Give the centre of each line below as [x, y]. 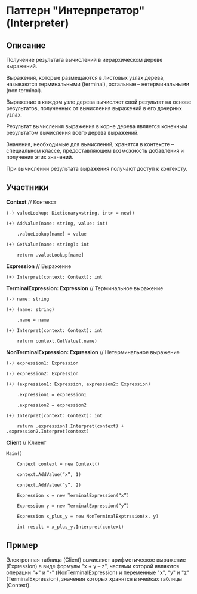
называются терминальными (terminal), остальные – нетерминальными [98, 84]
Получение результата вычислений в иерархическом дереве [84, 60]
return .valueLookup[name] [50, 255]
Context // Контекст [31, 202]
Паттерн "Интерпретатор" [76, 10]
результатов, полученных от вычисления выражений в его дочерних [94, 108]
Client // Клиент [26, 442]
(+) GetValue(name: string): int [48, 244]
